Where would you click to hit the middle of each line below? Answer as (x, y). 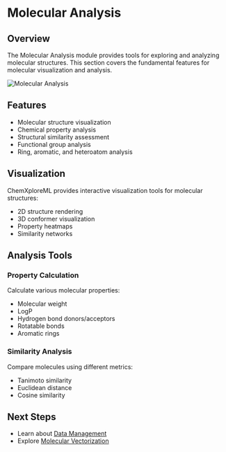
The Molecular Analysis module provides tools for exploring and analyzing (113, 55)
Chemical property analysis (56, 130)
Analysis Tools (40, 256)
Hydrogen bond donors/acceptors (66, 319)
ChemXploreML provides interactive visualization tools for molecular (105, 190)
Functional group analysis (54, 144)
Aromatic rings (38, 334)
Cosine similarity (41, 395)
